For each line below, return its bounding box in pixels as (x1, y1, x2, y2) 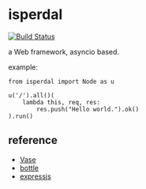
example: (8, 62, 38, 72)
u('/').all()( (8, 91, 55, 100)
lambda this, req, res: (22, 98, 101, 106)
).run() (8, 112, 34, 120)
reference (8, 134, 58, 147)
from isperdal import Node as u (8, 77, 114, 85)
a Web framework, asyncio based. (8, 47, 120, 56)
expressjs (19, 172, 51, 181)
